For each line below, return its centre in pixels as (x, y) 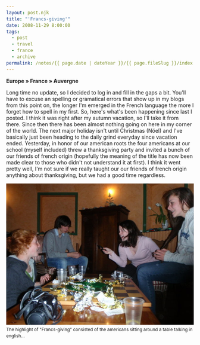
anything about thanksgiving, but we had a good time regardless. (86, 175)
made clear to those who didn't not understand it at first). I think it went (93, 162)
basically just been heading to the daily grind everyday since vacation (92, 137)
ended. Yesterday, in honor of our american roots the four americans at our (98, 143)
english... (15, 336)
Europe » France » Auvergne (42, 81)
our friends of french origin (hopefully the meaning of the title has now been (100, 156)
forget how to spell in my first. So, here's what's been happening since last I (99, 111)
